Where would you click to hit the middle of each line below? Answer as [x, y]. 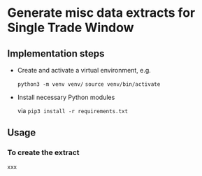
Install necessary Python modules [66, 97]
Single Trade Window [71, 28]
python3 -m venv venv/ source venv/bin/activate [89, 85]
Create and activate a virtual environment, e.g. [84, 70]
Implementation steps [56, 53]
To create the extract [43, 153]
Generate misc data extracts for [101, 13]
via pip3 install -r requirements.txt [72, 111]
